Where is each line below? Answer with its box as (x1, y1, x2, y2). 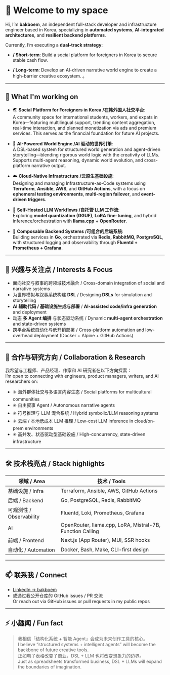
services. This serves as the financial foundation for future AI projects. (12, 130, 159, 136)
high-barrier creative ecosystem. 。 (12, 73, 87, 79)
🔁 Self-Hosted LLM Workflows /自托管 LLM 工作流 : (12, 207, 120, 213)
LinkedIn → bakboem (12, 587, 57, 592)
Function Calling (60, 528, 100, 535)
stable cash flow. (12, 57, 48, 63)
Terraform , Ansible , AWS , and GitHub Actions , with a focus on (12, 185, 145, 191)
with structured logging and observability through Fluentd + (12, 239, 138, 245)
